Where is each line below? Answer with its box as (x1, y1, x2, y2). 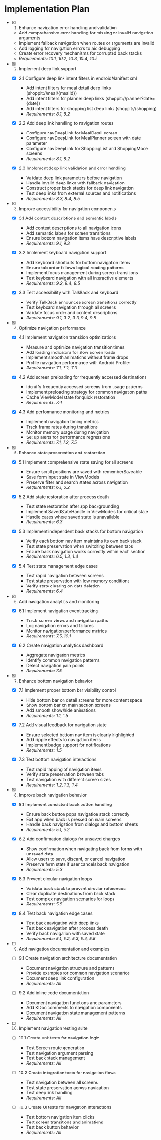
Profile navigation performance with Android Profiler (26, 360, 130, 366)
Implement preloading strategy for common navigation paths (26, 389, 147, 395)
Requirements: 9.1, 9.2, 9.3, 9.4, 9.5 (26, 315, 97, 321)
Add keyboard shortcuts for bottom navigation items (26, 260, 130, 266)
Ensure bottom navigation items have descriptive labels (26, 235, 137, 241)
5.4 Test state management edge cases (18, 563, 98, 569)
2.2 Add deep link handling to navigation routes (18, 120, 113, 126)
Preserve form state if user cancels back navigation (26, 861, 129, 867)
